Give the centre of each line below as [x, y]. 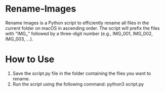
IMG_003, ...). [19, 39]
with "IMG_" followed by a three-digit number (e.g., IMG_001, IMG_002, [79, 33]
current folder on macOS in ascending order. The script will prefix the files [82, 28]
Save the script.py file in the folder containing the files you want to [82, 73]
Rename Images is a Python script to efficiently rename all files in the [77, 23]
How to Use [30, 59]
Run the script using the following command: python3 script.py [78, 84]
